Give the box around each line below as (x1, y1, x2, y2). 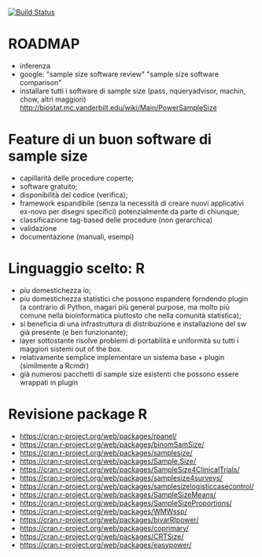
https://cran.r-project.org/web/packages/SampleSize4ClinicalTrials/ (19, 465, 240, 474)
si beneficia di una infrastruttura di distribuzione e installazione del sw (19, 319, 247, 329)
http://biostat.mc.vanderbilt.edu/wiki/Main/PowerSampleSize (19, 102, 218, 112)
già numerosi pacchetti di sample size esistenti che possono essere (19, 369, 239, 378)
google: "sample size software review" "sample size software (19, 69, 219, 79)
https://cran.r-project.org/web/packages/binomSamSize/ (19, 440, 205, 449)
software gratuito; (19, 181, 78, 191)
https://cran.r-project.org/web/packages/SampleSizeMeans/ (19, 489, 216, 499)
